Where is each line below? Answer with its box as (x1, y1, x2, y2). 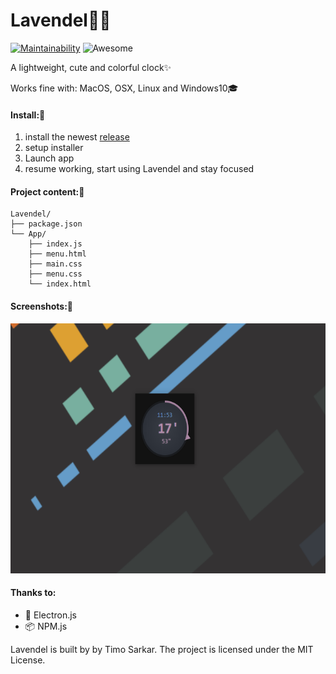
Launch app (24, 152, 75, 164)
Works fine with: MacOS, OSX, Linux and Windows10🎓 (10, 82, 239, 94)
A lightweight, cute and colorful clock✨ (10, 61, 172, 73)
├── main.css (28, 259, 83, 269)
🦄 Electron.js (24, 609, 77, 621)
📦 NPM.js (24, 620, 68, 632)
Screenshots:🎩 (10, 300, 74, 312)
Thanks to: (10, 587, 57, 599)
